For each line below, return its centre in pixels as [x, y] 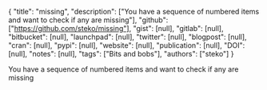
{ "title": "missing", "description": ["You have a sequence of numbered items [134, 12]
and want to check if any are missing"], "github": [88, 20]
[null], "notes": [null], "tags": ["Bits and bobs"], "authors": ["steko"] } [121, 54]
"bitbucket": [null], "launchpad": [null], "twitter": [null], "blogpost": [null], [128, 37]
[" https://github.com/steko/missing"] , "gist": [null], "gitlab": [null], [116, 28]
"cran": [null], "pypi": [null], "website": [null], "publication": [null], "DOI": [127, 45]
